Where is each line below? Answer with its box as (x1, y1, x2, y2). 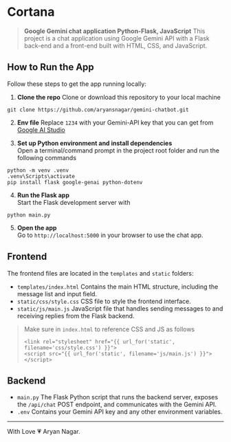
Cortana (7, 4, 55, 20)
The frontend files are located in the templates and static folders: (7, 269, 194, 277)
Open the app (16, 223, 57, 232)
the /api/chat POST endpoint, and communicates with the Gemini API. (16, 400, 217, 409)
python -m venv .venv (7, 166, 69, 174)
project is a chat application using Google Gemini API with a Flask (23, 34, 210, 42)
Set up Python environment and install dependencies (16, 139, 173, 147)
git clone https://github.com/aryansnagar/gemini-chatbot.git (7, 106, 189, 113)
